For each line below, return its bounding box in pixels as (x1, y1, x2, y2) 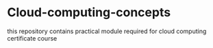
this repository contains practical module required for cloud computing (7, 27, 207, 35)
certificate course (7, 34, 58, 42)
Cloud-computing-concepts (7, 5, 171, 20)
